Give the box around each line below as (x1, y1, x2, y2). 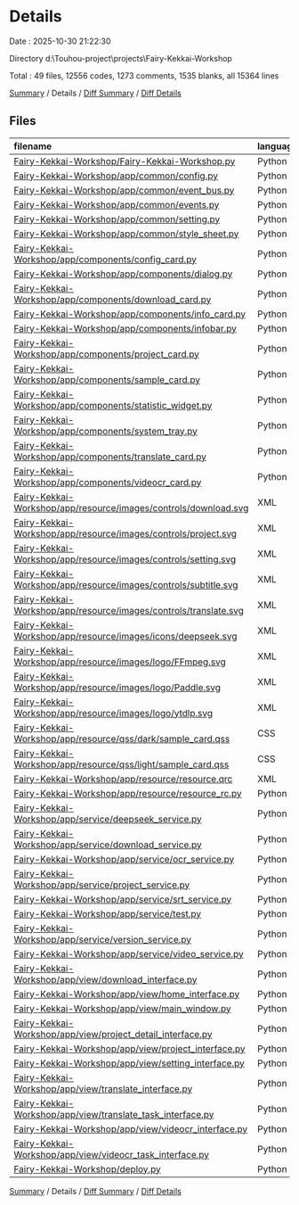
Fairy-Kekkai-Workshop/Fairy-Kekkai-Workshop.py (13, 154, 236, 167)
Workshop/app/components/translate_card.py (13, 450, 206, 463)
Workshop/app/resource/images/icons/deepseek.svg (13, 630, 238, 642)
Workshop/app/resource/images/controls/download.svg (13, 501, 249, 514)
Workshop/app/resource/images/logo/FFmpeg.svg (13, 656, 227, 668)
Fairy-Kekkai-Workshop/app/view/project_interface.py (13, 1042, 246, 1054)
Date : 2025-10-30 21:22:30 (9, 36, 111, 46)
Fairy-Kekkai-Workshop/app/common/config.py (13, 169, 218, 182)
